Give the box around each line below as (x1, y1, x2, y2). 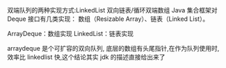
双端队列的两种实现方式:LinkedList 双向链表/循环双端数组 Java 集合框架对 (7, 6, 218, 14)
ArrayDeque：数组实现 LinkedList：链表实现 (7, 30, 134, 37)
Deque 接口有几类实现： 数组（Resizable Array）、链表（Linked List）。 (7, 15, 209, 23)
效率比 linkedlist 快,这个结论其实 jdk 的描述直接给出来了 (7, 53, 166, 61)
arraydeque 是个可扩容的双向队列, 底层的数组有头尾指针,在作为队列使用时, (7, 44, 220, 52)
